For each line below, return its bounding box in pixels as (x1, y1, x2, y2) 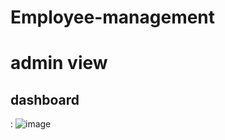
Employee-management (10, 6, 216, 29)
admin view (10, 52, 108, 75)
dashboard (10, 91, 80, 108)
